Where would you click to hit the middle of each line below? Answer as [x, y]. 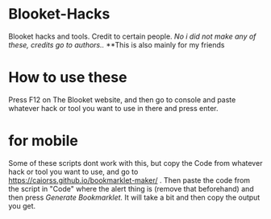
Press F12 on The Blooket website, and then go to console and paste [122, 99]
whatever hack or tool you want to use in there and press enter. [114, 108]
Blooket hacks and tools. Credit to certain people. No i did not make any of [132, 36]
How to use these [68, 78]
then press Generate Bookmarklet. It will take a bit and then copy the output [134, 197]
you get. [22, 205]
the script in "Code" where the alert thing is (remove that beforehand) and [131, 188]
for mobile [43, 141]
